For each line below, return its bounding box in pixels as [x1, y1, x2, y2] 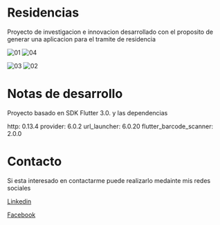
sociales [7, 184, 31, 192]
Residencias [7, 5, 80, 21]
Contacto [7, 154, 62, 170]
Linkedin [7, 197, 32, 205]
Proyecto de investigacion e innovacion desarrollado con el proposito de [7, 28, 213, 36]
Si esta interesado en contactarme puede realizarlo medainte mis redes [7, 176, 211, 184]
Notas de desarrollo [7, 86, 123, 101]
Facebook [7, 211, 36, 219]
